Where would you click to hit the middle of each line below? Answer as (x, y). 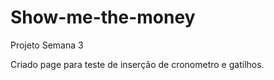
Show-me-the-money (103, 17)
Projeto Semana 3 (47, 45)
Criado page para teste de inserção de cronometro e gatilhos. (137, 64)
